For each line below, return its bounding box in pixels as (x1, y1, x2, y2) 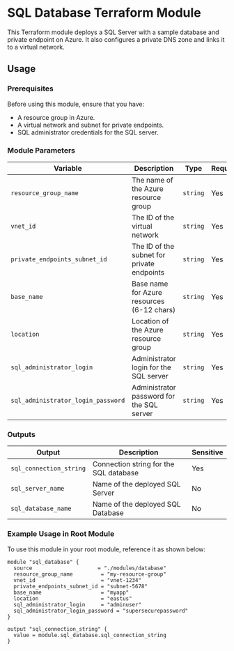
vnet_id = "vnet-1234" (13, 576, 141, 583)
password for (131, 391, 175, 401)
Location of (131, 316, 169, 325)
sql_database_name (10, 505, 72, 513)
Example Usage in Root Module (7, 529, 115, 539)
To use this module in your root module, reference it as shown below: (7, 545, 206, 553)
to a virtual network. (7, 43, 65, 51)
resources (131, 296, 165, 306)
